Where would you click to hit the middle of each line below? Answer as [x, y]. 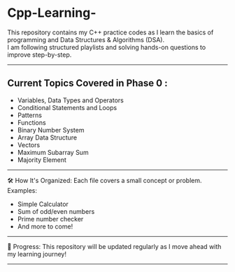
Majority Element [42, 160]
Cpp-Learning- [52, 13]
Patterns [29, 115]
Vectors [29, 144]
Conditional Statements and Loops [67, 107]
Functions [32, 122]
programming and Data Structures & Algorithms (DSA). [86, 39]
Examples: [22, 190]
